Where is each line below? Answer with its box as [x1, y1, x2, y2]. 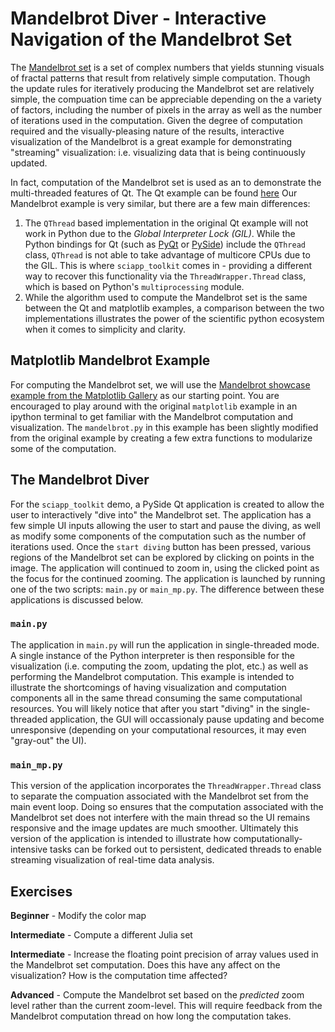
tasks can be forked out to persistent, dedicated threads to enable [49, 843, 323, 856]
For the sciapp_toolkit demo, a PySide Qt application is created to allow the [10, 498, 325, 510]
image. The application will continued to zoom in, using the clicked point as [10, 562, 320, 574]
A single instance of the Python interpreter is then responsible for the [10, 649, 295, 661]
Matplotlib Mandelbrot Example [10, 352, 211, 369]
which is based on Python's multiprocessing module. [24, 280, 245, 292]
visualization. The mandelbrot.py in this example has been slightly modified [10, 421, 319, 433]
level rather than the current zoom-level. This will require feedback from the [10, 999, 323, 1011]
